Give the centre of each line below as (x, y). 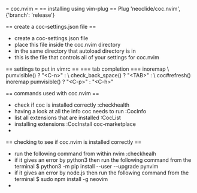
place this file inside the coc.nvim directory (67, 45)
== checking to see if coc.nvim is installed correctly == (74, 142)
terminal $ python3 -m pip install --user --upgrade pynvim (86, 166)
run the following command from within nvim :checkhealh (85, 153)
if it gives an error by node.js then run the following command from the (101, 173)
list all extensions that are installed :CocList (67, 117)
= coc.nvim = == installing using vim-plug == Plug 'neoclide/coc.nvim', (93, 9)
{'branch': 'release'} (30, 15)
